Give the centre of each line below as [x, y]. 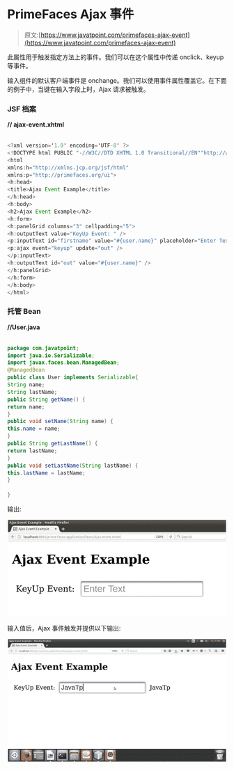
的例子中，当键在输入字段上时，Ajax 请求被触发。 [78, 89]
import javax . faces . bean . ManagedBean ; [63, 363]
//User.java [24, 327]
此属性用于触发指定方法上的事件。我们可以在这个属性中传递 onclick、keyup [116, 57]
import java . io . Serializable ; [51, 356]
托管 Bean [24, 312]
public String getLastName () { [53, 444]
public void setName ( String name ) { [60, 422]
